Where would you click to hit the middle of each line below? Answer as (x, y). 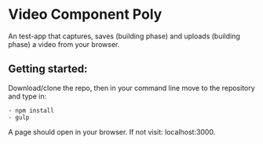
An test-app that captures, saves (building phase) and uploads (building (124, 36)
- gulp (19, 117)
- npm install (31, 110)
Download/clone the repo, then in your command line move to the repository (131, 88)
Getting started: (48, 69)
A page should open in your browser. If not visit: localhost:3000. (112, 131)
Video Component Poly (85, 14)
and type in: (27, 96)
